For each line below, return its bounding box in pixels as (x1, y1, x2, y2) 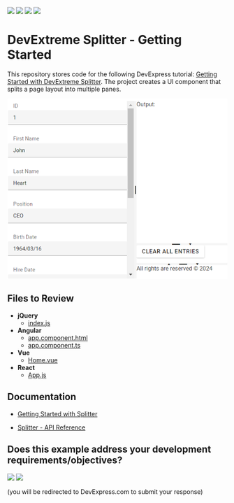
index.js (27, 318, 51, 327)
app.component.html (27, 333, 89, 342)
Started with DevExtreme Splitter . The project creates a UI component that (7, 77, 221, 85)
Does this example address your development (7, 444, 212, 455)
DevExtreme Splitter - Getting (7, 32, 182, 48)
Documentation (7, 391, 77, 403)
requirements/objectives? (7, 455, 123, 467)
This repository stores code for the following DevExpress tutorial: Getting (7, 70, 218, 78)
